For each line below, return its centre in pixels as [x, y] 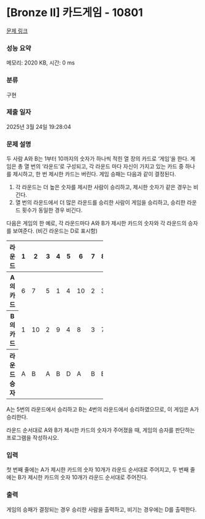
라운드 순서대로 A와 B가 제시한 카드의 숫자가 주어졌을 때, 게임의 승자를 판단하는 [101, 430]
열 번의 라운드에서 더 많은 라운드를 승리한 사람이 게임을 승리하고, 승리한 [100, 203]
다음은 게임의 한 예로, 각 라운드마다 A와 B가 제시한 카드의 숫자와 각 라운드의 [97, 223]
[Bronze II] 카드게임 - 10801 [75, 13]
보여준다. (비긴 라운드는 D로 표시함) [55, 231]
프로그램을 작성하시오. [33, 438]
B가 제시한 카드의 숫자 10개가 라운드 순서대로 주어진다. [83, 477]
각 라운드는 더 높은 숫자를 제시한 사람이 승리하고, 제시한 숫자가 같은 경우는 [103, 187]
